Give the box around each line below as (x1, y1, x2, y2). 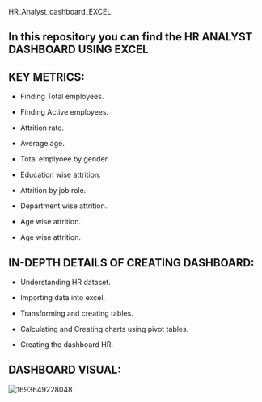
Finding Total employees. (19, 92, 104, 102)
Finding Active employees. (19, 107, 109, 117)
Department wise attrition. (19, 201, 108, 211)
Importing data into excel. (19, 293, 106, 303)
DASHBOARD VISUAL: (8, 363, 121, 377)
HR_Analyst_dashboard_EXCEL (8, 7, 112, 16)
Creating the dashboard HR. (19, 340, 114, 350)
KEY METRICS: (8, 70, 85, 84)
